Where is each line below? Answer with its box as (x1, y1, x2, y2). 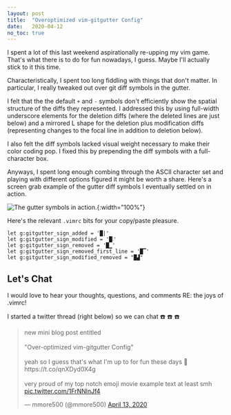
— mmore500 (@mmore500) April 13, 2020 (23, 400, 148, 409)
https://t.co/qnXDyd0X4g (23, 365, 97, 374)
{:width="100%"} (97, 203, 145, 211)
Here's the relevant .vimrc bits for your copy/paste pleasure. (7, 217, 179, 225)
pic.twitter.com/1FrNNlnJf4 (23, 387, 101, 396)
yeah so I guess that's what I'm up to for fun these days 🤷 (23, 358, 188, 366)
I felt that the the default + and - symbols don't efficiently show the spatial (7, 97, 217, 106)
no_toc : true (7, 29, 45, 37)
